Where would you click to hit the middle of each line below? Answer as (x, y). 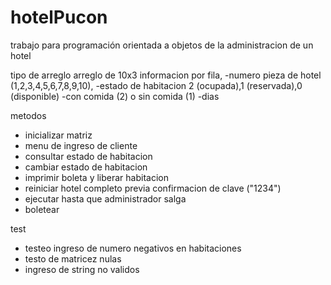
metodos (28, 115)
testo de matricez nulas (73, 258)
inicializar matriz (58, 135)
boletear (42, 209)
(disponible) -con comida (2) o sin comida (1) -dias (115, 96)
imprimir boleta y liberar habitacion (96, 177)
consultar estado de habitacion (88, 156)
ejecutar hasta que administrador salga (105, 198)
